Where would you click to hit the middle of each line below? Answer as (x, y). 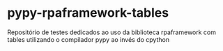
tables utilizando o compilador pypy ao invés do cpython (88, 39)
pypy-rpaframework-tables (88, 13)
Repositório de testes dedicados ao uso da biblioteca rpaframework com (111, 32)
